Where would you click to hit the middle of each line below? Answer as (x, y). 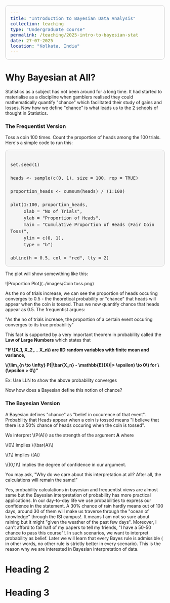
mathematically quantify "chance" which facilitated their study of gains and (83, 102)
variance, (16, 355)
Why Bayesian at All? (51, 77)
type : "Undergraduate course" (48, 29)
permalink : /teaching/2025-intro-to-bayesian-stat (74, 35)
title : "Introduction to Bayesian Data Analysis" (73, 18)
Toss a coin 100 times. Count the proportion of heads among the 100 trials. (83, 138)
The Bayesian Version (33, 404)
